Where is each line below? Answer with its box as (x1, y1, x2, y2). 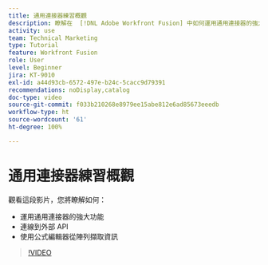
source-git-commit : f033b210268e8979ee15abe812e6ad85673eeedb (8, 101, 219, 109)
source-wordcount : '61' (8, 116, 88, 124)
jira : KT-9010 (8, 71, 56, 79)
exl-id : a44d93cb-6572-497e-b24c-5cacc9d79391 (8, 78, 166, 86)
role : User (8, 57, 45, 65)
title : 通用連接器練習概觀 (8, 11, 88, 20)
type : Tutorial (8, 42, 59, 49)
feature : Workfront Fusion (8, 49, 98, 57)
